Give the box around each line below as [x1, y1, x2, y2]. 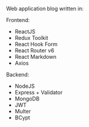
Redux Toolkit [14, 34, 49, 41]
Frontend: [6, 17, 30, 23]
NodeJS [14, 82, 35, 90]
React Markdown [14, 53, 57, 60]
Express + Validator [14, 89, 63, 96]
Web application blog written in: [6, 5, 84, 12]
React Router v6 [14, 47, 55, 54]
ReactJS [14, 28, 36, 35]
